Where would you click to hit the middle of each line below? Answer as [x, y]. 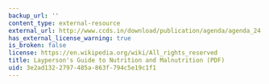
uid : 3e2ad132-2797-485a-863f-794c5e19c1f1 [83, 68]
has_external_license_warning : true [70, 38]
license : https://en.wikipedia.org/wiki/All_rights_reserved [113, 53]
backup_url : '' [34, 16]
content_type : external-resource [64, 23]
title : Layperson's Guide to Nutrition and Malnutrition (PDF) [117, 61]
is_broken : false [37, 46]
